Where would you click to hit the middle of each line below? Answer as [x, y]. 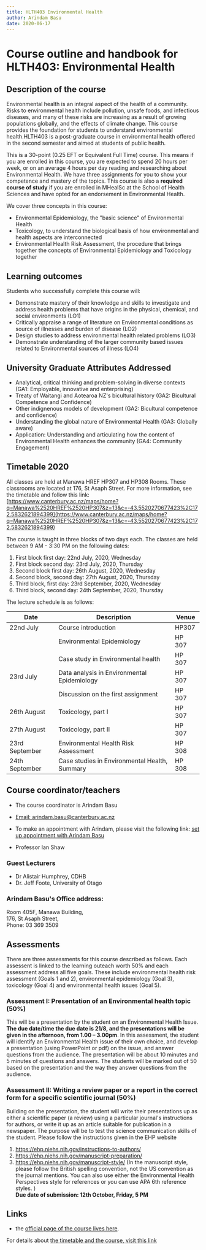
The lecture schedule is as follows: [50, 602]
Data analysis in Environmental [102, 673]
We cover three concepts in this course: [57, 206]
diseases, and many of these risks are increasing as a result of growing [96, 117]
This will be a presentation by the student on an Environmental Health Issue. [102, 1022]
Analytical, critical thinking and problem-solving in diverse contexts [100, 383]
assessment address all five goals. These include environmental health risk [101, 972]
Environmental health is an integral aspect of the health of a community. [97, 104]
